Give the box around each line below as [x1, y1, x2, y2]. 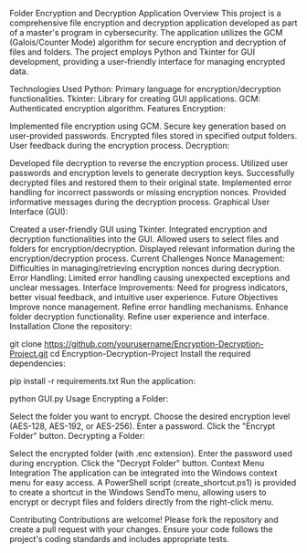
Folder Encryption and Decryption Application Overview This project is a [9, 8, 281, 18]
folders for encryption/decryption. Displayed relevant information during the [9, 244, 295, 254]
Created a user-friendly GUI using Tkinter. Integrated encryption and [9, 224, 268, 235]
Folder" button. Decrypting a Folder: [9, 431, 145, 441]
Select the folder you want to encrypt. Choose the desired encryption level [9, 411, 291, 422]
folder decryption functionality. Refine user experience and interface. [9, 311, 270, 322]
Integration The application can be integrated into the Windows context [9, 467, 278, 478]
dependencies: [9, 358, 66, 369]
